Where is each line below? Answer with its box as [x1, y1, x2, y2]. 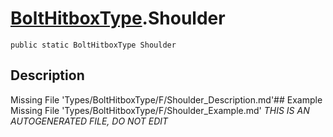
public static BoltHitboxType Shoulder [10, 40, 177, 50]
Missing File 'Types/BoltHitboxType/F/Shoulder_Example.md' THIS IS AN [10, 104, 310, 116]
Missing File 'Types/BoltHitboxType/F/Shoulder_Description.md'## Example [10, 93, 323, 106]
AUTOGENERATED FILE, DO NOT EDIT [10, 115, 169, 127]
